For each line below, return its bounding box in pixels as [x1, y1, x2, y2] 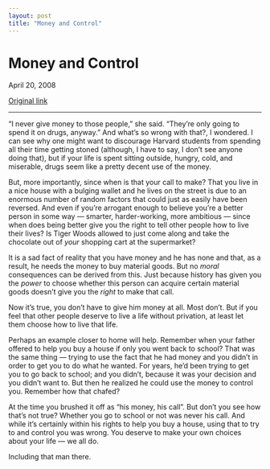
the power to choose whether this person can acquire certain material [8, 278, 239, 288]
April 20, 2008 [8, 80, 56, 90]
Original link [8, 96, 48, 105]
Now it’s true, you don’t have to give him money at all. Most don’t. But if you [8, 302, 259, 312]
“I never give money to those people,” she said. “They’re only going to [8, 119, 240, 129]
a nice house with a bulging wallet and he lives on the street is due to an [8, 186, 247, 195]
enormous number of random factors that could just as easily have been [8, 195, 247, 204]
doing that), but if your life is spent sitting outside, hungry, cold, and [8, 154, 233, 163]
